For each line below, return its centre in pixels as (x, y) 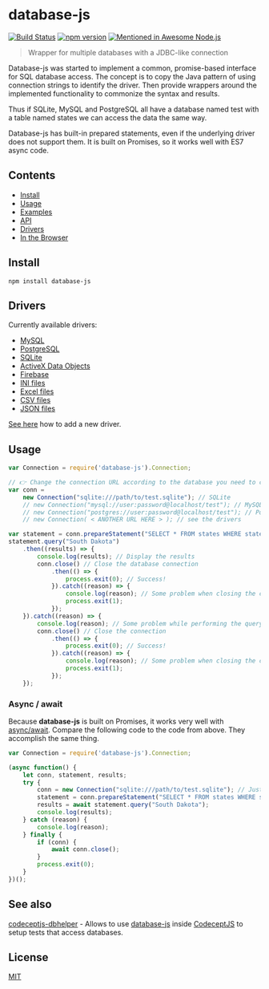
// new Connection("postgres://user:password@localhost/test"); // (137, 512)
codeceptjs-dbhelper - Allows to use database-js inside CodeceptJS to (126, 923)
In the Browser (44, 237)
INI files (32, 383)
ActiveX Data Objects (55, 366)
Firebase (34, 375)
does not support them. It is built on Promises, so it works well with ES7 (126, 141)
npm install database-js (50, 281)
